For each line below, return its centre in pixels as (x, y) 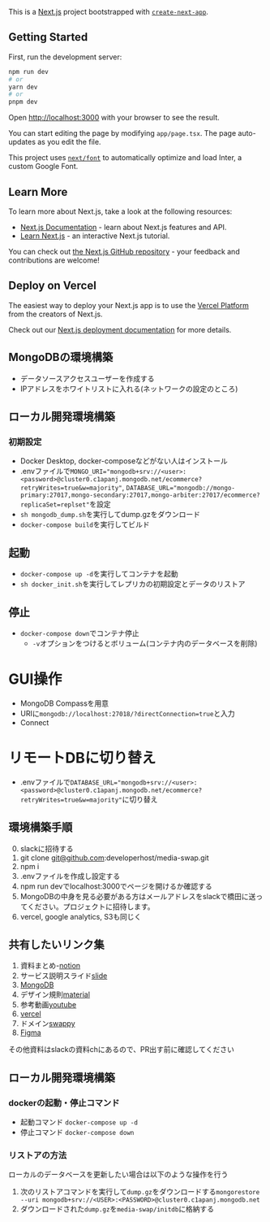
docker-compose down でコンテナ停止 (79, 633)
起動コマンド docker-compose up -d (79, 1122)
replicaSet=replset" (55, 505)
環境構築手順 (41, 827)
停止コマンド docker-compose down (77, 1133)
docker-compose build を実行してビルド (85, 524)
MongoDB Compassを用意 (64, 703)
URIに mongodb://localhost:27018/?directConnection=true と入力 (127, 713)
